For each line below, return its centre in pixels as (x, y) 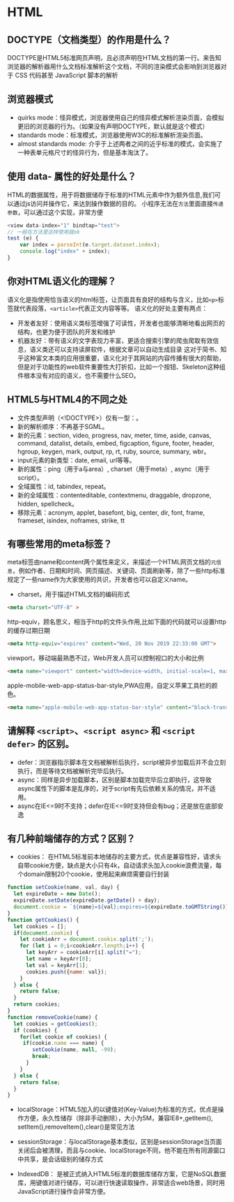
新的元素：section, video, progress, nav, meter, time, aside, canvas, (114, 435)
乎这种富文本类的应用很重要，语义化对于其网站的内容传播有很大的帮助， (121, 358)
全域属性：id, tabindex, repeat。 (63, 486)
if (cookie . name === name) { (63, 1043)
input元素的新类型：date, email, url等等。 (76, 460)
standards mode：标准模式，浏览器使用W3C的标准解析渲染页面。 (112, 135)
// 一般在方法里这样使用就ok (44, 232)
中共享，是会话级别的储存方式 (60, 1159)
